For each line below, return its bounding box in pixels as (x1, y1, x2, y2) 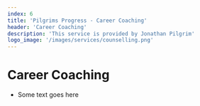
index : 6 (7, 10, 33, 18)
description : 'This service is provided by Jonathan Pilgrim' (7, 30, 195, 37)
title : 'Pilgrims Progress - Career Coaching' (7, 17, 148, 24)
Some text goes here (17, 90, 79, 99)
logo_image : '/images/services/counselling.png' (7, 37, 154, 44)
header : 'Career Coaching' (7, 23, 87, 30)
